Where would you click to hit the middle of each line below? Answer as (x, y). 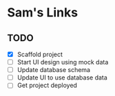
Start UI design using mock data (63, 62)
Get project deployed (47, 85)
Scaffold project (40, 54)
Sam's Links (42, 13)
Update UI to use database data (62, 77)
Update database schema (54, 70)
